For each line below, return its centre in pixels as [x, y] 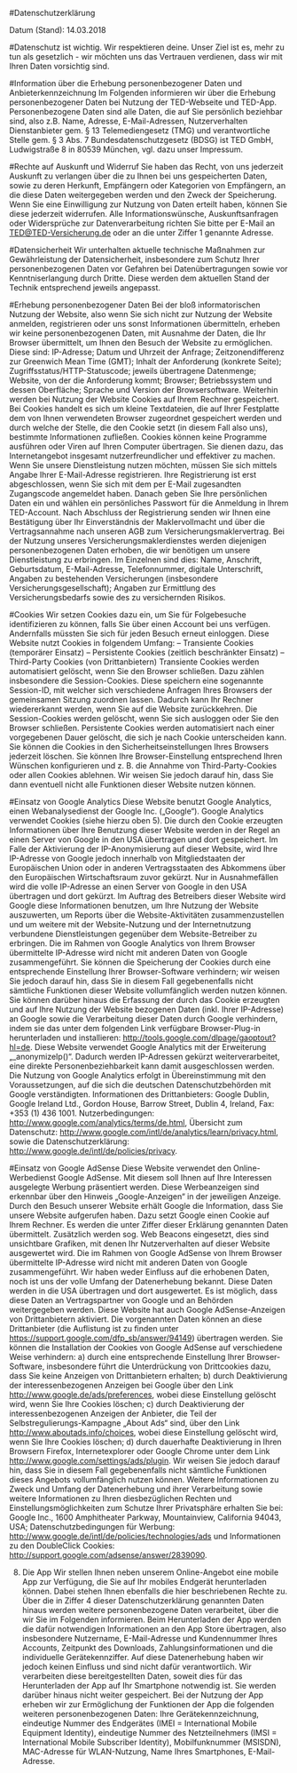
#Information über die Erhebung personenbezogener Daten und [125, 83]
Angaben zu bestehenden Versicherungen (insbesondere [114, 578]
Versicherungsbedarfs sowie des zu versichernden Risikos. [117, 597]
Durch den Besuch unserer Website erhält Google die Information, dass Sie [146, 1206]
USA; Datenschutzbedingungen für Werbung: [92, 1527]
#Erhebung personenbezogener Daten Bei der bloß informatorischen [135, 305]
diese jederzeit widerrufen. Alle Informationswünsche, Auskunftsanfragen [144, 214]
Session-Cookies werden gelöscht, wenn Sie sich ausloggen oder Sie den [144, 718]
